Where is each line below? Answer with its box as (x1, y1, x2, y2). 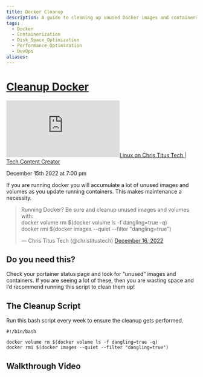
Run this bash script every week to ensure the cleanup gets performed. (6, 317, 184, 324)
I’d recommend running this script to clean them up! (6, 283, 135, 290)
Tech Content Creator (6, 158, 60, 165)
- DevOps (11, 48, 34, 54)
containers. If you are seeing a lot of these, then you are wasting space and (6, 277, 195, 284)
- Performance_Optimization (11, 43, 83, 49)
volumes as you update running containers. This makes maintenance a (6, 188, 182, 195)
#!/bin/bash (6, 329, 36, 335)
